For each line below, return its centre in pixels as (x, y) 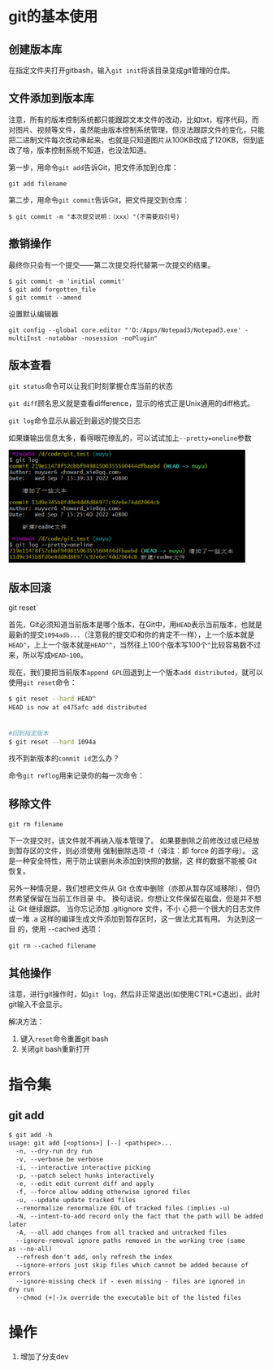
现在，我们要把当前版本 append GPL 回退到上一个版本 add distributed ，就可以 (136, 673)
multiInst (25, 338)
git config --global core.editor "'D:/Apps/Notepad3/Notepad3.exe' (125, 330)
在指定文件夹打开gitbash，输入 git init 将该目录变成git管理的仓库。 (121, 70)
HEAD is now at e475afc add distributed (78, 708)
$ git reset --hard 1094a (52, 742)
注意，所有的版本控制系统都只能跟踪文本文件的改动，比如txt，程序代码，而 (134, 120)
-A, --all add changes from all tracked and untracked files (121, 1233)
